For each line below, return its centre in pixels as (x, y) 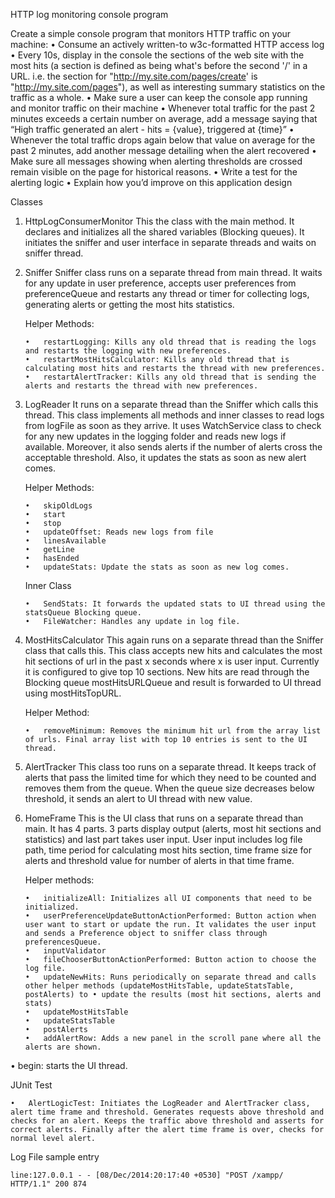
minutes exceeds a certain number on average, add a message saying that (164, 118)
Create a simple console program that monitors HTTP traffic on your (151, 33)
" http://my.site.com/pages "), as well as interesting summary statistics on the (168, 87)
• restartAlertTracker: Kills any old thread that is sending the (170, 377)
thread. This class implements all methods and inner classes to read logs (174, 415)
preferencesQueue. (63, 942)
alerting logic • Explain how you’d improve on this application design (151, 182)
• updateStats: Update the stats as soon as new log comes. (157, 567)
